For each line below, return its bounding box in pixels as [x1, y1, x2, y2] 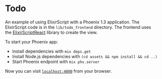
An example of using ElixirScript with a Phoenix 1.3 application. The [5, 19, 140, 25]
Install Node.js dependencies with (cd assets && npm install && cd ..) [12, 53, 158, 59]
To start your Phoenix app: [5, 39, 58, 44]
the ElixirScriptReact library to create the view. [5, 29, 98, 35]
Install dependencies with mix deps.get [12, 48, 91, 54]
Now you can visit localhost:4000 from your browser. [5, 68, 112, 74]
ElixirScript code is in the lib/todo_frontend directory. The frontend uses [5, 24, 151, 30]
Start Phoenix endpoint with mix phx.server [12, 59, 100, 64]
